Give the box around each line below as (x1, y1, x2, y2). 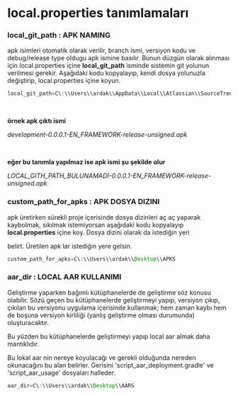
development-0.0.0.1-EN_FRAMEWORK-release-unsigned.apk (7, 130, 188, 139)
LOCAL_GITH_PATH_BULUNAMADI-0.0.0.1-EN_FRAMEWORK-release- (7, 171, 211, 180)
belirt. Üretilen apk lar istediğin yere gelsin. (7, 242, 132, 250)
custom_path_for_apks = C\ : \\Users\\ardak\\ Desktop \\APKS (7, 255, 176, 263)
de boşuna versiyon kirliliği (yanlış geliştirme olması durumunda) (7, 310, 195, 319)
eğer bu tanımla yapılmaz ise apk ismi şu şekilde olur (7, 158, 166, 166)
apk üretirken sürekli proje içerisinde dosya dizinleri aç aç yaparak (7, 213, 200, 221)
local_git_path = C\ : (7, 90, 65, 97)
